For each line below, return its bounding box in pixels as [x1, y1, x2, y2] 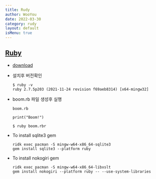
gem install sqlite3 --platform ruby [12, 146, 91, 151]
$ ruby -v [12, 82, 33, 87]
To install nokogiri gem [12, 155, 59, 161]
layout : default [5, 26, 39, 31]
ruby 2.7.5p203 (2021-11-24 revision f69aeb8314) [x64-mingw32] [12, 87, 149, 92]
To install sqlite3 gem [12, 132, 56, 138]
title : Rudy [5, 7, 30, 12]
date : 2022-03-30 [5, 16, 41, 21]
